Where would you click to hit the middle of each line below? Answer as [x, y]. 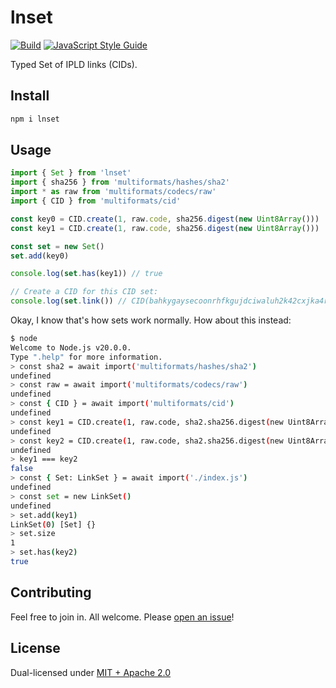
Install [30, 96]
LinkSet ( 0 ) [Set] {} [53, 524]
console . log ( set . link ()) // [69, 301]
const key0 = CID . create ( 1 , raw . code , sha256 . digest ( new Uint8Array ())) [165, 219]
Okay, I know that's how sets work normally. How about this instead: [151, 320]
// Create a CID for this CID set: [84, 292]
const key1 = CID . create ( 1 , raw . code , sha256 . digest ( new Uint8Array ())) [165, 228]
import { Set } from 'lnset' [71, 173]
